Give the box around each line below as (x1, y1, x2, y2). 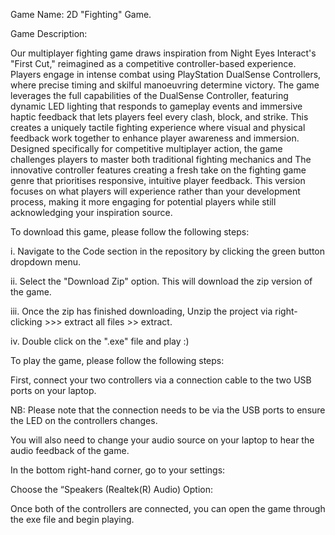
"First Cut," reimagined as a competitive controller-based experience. (10, 58, 297, 69)
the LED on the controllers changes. (10, 415, 158, 426)
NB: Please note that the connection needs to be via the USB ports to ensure (10, 404, 326, 416)
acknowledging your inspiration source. (10, 207, 173, 218)
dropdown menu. (10, 256, 81, 268)
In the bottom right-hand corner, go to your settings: (10, 464, 226, 476)
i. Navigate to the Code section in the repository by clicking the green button (10, 245, 326, 257)
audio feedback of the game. (10, 445, 130, 456)
